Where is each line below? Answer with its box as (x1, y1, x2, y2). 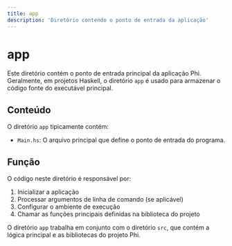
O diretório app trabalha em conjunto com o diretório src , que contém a (7, 223, 210, 232)
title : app (7, 10, 39, 17)
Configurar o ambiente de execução (17, 202, 121, 211)
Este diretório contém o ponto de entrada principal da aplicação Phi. (7, 69, 202, 78)
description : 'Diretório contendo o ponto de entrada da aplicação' (7, 17, 209, 24)
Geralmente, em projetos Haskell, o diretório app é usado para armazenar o (7, 77, 221, 85)
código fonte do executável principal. (7, 84, 114, 92)
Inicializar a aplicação (17, 188, 80, 196)
